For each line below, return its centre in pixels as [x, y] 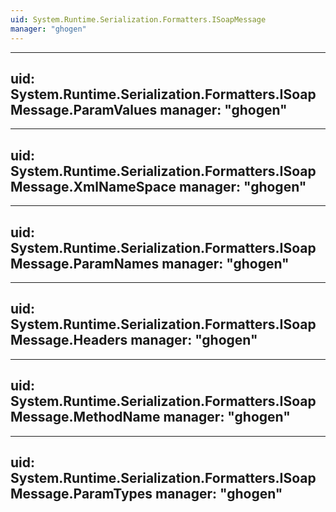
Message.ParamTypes [81, 493]
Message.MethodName [85, 417]
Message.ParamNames [85, 263]
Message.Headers [69, 340]
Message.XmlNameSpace [93, 186]
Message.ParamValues [84, 109]
